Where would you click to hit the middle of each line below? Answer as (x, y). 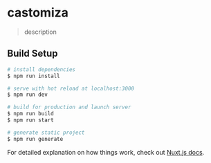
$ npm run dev (28, 95)
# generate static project (46, 133)
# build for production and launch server (69, 107)
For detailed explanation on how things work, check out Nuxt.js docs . (106, 152)
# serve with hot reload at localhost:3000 (71, 88)
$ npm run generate (35, 139)
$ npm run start (30, 120)
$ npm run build (30, 114)
